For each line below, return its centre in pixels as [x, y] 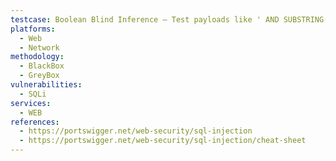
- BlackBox [42, 66]
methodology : [37, 57]
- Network [39, 47]
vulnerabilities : [46, 85]
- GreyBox [39, 76]
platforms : [33, 29]
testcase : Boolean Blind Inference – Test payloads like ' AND [145, 19]
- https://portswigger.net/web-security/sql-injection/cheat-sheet [163, 141]
